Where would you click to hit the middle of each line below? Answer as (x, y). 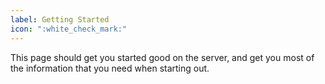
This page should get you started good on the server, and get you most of (162, 57)
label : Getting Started (60, 19)
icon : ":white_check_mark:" (69, 29)
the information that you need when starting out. (110, 68)
